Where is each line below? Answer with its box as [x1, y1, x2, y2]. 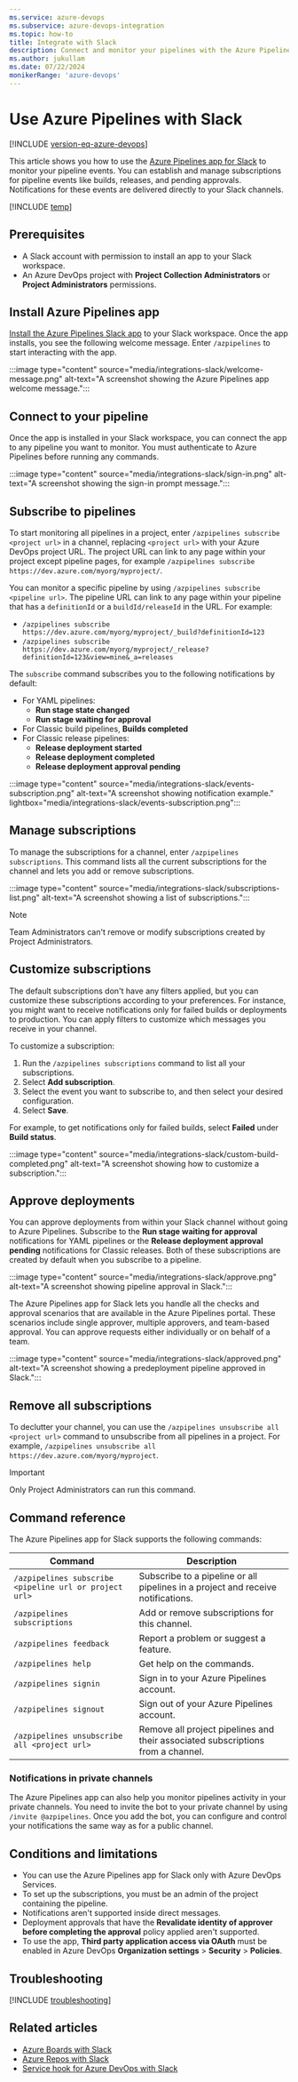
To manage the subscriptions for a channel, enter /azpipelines [9, 846, 239, 858]
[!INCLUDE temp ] [9, 201, 73, 211]
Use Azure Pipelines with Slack [9, 108, 243, 129]
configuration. [21, 1095, 74, 1106]
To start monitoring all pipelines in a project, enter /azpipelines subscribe [9, 527, 281, 538]
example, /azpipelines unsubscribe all [9, 1440, 157, 1451]
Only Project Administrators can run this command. [9, 1485, 196, 1496]
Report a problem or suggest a [138, 1632, 266, 1644]
